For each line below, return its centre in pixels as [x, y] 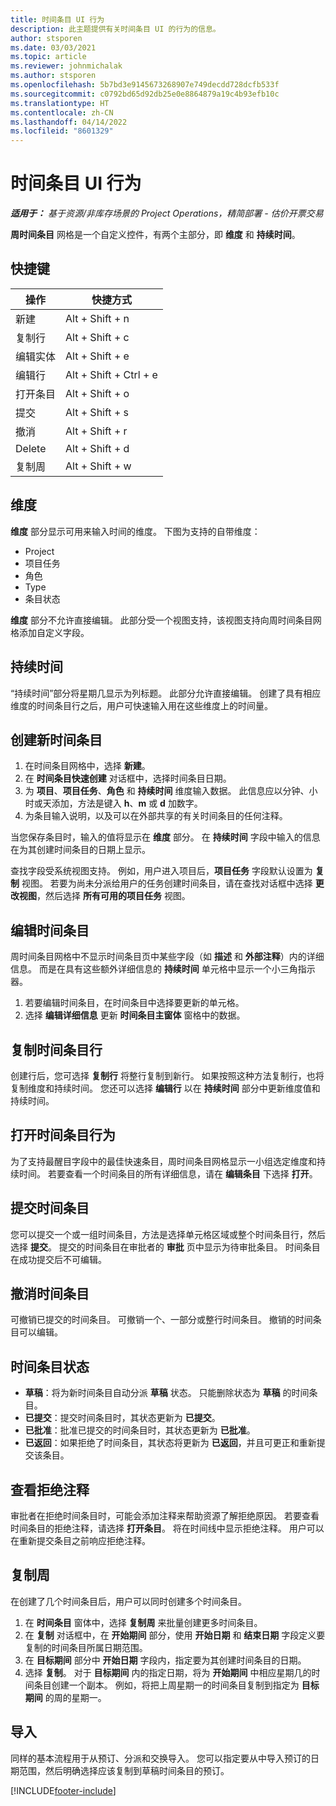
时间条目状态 [50, 1366]
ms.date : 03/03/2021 [53, 47]
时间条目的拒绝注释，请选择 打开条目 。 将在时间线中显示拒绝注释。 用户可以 [167, 1528]
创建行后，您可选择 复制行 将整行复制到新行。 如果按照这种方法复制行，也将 [167, 1075]
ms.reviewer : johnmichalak [66, 66]
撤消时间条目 [50, 1293]
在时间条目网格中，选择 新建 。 [87, 766]
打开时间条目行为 [63, 1135]
